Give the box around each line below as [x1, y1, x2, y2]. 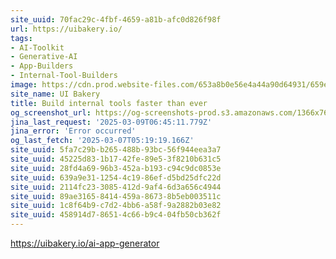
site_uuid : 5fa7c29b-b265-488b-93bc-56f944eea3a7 [10, 145, 222, 155]
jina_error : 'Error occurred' [10, 126, 137, 136]
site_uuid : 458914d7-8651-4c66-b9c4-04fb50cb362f [10, 210, 222, 220]
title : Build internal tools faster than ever [10, 98, 208, 108]
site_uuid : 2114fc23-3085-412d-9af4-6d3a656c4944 [10, 182, 222, 192]
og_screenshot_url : [10, 107, 92, 118]
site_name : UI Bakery [10, 89, 101, 99]
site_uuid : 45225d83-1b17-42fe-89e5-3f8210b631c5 [10, 154, 222, 164]
